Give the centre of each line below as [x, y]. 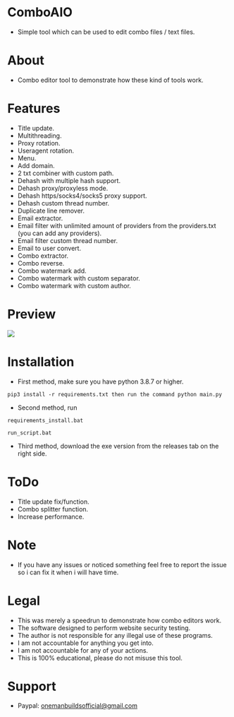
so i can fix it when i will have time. [68, 572]
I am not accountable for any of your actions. [83, 650]
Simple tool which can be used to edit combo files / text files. [106, 32]
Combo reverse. [41, 263]
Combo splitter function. [53, 509]
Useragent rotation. [46, 150]
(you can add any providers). [60, 233]
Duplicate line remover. [51, 211]
